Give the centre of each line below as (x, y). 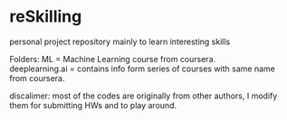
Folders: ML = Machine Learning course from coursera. (113, 59)
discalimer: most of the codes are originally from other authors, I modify (143, 96)
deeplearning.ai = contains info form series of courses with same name (143, 69)
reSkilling (46, 17)
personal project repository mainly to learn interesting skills (120, 42)
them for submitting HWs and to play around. (93, 105)
